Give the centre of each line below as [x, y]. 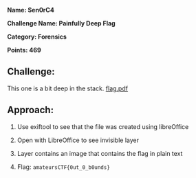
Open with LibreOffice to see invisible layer [78, 140]
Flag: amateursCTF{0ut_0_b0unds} [63, 167]
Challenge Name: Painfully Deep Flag [61, 23]
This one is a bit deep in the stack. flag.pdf [68, 88]
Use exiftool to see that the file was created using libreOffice [103, 126]
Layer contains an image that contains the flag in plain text [100, 153]
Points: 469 [24, 50]
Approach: [30, 110]
